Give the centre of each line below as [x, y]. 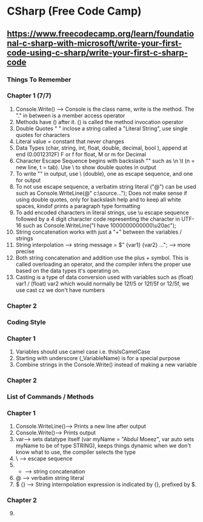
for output [28, 180]
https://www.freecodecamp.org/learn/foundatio [101, 34]
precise [25, 251]
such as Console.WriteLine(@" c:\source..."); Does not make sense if [101, 193]
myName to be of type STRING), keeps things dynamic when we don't [103, 446]
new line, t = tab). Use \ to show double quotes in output [86, 167]
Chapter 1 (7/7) [29, 96]
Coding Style [26, 322]
